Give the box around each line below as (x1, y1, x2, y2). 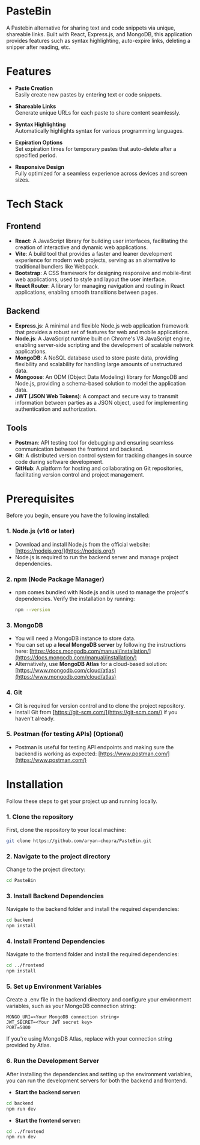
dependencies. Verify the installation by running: (14, 595, 135, 603)
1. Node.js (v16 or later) (6, 527, 75, 535)
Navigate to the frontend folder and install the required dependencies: (6, 951, 179, 958)
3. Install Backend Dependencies (6, 892, 104, 900)
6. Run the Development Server (6, 1057, 100, 1065)
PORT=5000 (6, 1024, 31, 1031)
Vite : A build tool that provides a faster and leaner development (14, 250, 172, 257)
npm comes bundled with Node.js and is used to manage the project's (14, 589, 189, 596)
